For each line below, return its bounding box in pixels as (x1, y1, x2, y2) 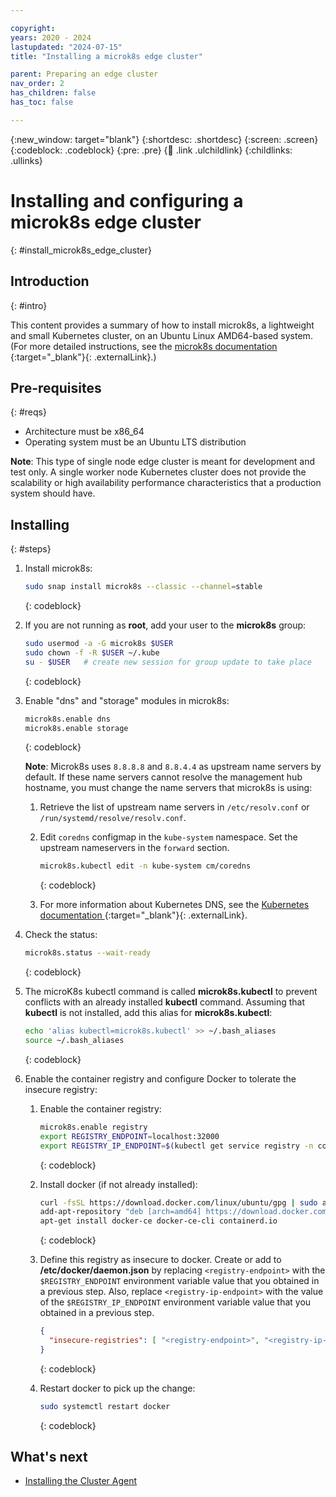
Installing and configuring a (10, 189, 244, 212)
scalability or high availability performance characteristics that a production (10, 477, 322, 489)
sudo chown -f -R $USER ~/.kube (24, 647, 160, 658)
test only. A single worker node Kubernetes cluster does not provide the (10, 466, 307, 478)
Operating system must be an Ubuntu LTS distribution (24, 436, 247, 448)
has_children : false (10, 88, 97, 98)
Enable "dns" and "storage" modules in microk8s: (24, 694, 230, 706)
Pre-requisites (10, 379, 102, 396)
